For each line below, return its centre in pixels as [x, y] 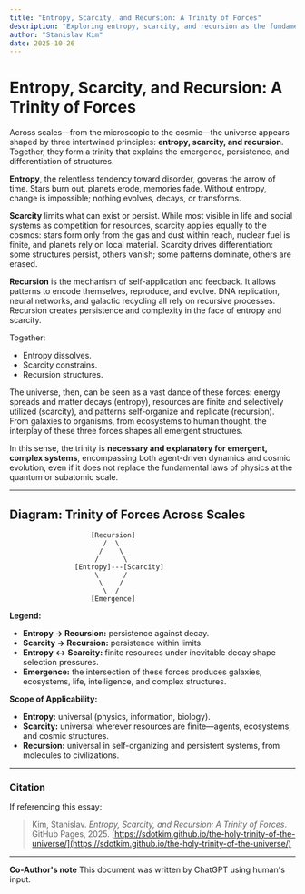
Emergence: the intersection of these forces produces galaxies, [142, 672]
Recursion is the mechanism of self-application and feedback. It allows [143, 281]
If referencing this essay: [56, 807]
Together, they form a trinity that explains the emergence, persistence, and [149, 152]
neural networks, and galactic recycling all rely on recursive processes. [143, 301]
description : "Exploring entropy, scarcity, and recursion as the [138, 26]
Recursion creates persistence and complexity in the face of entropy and [146, 310]
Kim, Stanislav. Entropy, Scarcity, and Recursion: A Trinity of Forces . [159, 825]
